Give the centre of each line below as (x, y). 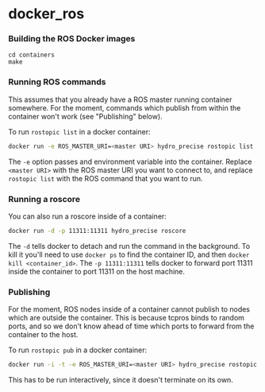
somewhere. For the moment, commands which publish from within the (125, 107)
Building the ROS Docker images (72, 39)
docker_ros (46, 14)
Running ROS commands (57, 82)
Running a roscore (44, 199)
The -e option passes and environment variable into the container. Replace (130, 161)
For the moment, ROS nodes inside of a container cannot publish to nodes (129, 309)
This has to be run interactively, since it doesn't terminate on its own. (121, 380)
